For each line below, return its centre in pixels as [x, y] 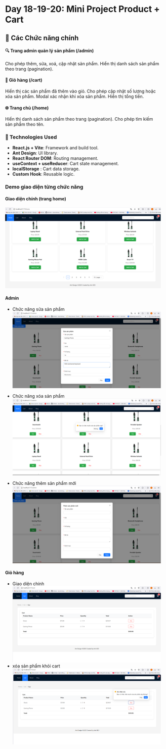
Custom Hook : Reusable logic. [43, 174]
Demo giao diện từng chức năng [44, 187]
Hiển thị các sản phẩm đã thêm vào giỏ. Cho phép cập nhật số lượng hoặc [81, 91]
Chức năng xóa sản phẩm [38, 396]
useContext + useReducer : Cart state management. [65, 164]
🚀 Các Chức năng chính [42, 38]
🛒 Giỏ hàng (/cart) [24, 80]
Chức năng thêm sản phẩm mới [44, 483]
